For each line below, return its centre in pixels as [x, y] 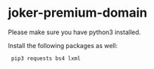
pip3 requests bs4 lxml [46, 58]
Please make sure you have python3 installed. [75, 32]
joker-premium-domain [78, 13]
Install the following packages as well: [63, 45]
